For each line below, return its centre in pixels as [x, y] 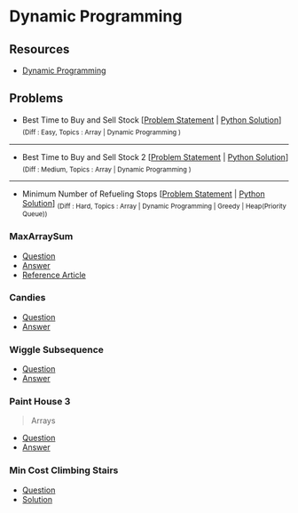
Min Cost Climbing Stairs [64, 470]
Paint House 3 [40, 402]
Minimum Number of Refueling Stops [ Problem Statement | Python [143, 194]
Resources [39, 49]
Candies [27, 298]
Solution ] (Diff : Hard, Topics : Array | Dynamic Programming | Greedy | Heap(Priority [154, 204]
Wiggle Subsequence [57, 349]
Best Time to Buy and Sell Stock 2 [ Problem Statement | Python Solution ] [155, 156]
